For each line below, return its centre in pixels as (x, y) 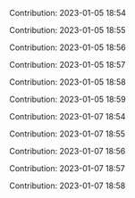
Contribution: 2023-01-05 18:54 (68, 13)
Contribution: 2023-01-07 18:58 (67, 186)
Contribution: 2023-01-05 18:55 (67, 30)
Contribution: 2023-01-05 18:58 (68, 82)
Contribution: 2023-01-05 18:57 (67, 65)
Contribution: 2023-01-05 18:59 (68, 99)
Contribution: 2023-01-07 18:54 (67, 116)
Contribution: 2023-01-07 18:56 (67, 151)
